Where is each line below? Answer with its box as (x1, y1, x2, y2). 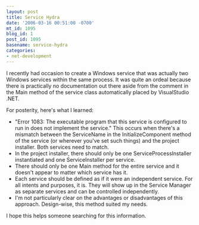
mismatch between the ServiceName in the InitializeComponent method (14, 131, 192, 138)
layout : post (6, 8, 39, 15)
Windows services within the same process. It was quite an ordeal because (6, 76, 191, 83)
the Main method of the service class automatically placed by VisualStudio (6, 88, 189, 95)
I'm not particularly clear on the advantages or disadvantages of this (14, 194, 183, 201)
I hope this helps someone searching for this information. (6, 212, 147, 219)
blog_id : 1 (6, 31, 33, 37)
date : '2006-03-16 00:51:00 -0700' (6, 20, 95, 26)
